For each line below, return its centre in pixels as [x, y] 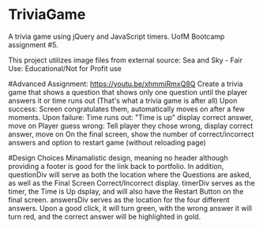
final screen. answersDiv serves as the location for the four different [119, 200]
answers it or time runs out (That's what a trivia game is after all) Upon [123, 100]
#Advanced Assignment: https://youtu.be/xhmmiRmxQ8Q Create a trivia [126, 84]
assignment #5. [33, 44]
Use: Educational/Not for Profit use [65, 68]
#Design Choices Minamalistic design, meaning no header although [118, 158]
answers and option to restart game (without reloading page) [107, 142]
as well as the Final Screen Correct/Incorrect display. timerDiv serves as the [131, 182]
